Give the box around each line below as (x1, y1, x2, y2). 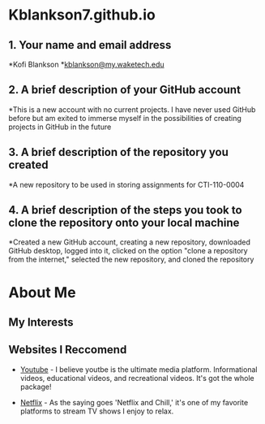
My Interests (8, 315, 74, 330)
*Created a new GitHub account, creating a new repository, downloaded (8, 237, 251, 247)
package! (19, 382, 52, 392)
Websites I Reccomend (8, 343, 127, 357)
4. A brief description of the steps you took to (8, 203, 242, 217)
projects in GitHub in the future (8, 122, 112, 132)
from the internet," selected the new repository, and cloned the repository (8, 254, 254, 265)
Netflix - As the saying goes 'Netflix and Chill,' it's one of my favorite (19, 397, 249, 407)
